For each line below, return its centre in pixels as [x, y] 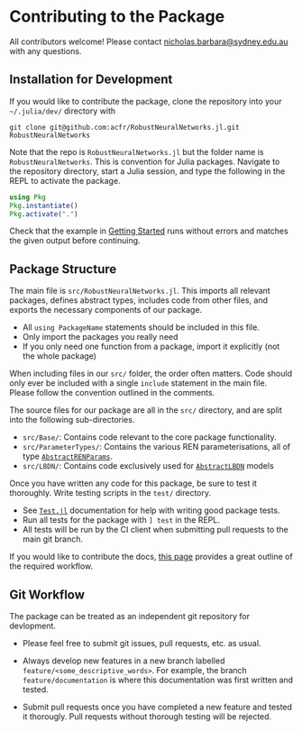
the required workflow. [51, 566]
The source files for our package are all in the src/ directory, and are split [146, 410]
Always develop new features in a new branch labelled [124, 661]
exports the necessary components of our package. [106, 310]
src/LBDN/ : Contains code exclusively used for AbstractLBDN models [148, 466]
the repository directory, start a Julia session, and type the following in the [147, 171]
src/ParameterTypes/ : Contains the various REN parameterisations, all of [156, 447]
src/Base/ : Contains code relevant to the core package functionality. [149, 437]
